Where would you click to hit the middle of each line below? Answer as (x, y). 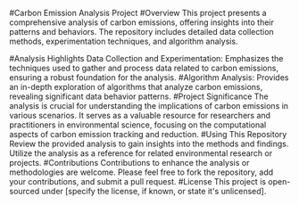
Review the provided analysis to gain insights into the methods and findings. (149, 143)
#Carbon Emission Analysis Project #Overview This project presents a (138, 13)
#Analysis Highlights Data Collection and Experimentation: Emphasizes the (146, 58)
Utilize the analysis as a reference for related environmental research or (141, 153)
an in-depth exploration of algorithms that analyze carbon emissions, (136, 87)
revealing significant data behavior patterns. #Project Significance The (139, 96)
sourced (25, 191)
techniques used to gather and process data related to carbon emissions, (144, 68)
